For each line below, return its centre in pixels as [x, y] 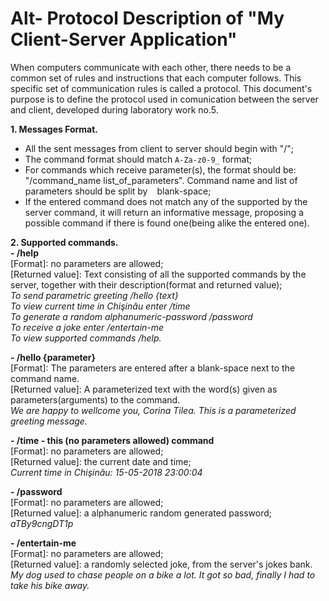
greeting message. [49, 421]
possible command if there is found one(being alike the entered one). [167, 223]
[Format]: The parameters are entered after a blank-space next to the [153, 368]
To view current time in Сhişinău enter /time [100, 306]
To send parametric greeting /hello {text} [94, 295]
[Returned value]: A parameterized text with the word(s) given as [144, 389]
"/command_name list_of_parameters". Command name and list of [161, 180]
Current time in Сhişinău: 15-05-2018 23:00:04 [106, 472]
